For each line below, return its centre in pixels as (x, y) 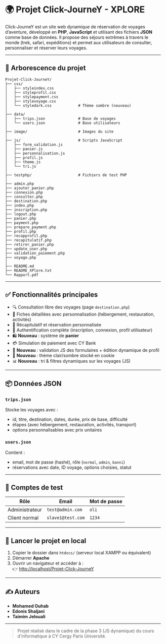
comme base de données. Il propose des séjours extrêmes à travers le (77, 37)
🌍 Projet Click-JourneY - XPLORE (75, 10)
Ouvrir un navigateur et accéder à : (48, 563)
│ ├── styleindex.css (30, 88)
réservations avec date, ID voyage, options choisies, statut (72, 467)
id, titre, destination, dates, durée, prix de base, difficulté (70, 419)
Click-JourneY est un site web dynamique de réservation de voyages (75, 27)
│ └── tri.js (21, 166)
